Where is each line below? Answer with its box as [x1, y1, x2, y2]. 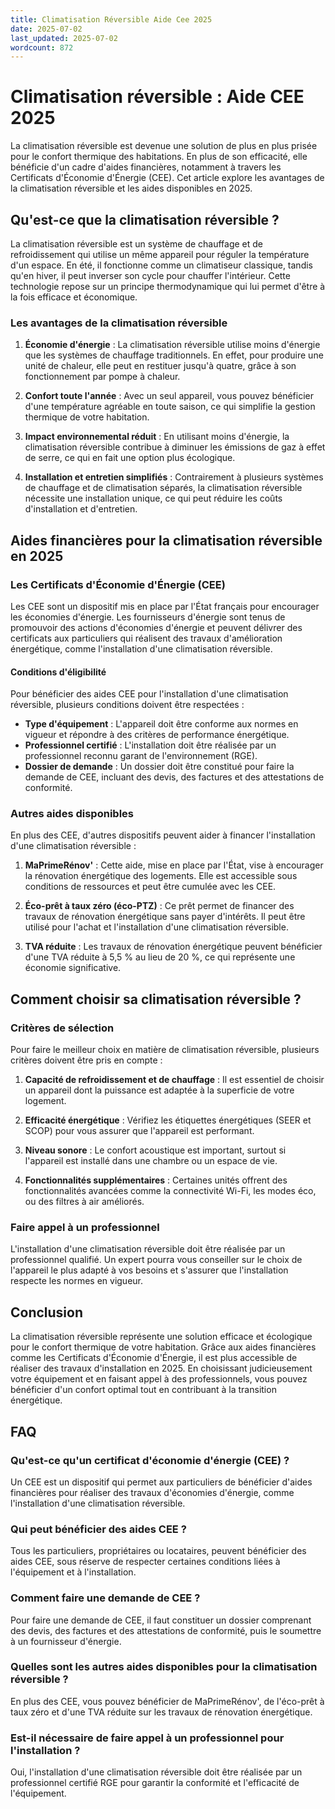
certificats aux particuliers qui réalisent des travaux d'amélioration [10, 632, 283, 644]
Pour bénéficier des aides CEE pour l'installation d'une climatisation [10, 688, 289, 700]
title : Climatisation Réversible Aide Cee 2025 [10, 14, 213, 25]
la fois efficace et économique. [10, 291, 138, 303]
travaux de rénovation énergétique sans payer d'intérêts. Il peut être [24, 911, 306, 923]
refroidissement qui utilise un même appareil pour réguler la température [10, 249, 310, 260]
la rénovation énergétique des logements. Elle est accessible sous [24, 870, 298, 882]
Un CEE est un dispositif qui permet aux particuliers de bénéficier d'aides [10, 1476, 313, 1488]
